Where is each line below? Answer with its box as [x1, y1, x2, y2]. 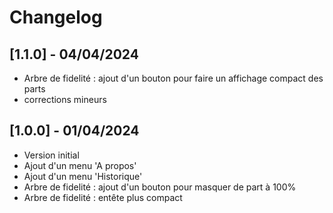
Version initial [23, 149, 80, 161]
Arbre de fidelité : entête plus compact [23, 191, 183, 203]
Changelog [9, 6, 103, 29]
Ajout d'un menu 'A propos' [23, 159, 137, 171]
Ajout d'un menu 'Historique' [23, 170, 143, 182]
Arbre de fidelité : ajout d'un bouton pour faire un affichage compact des [23, 72, 324, 84]
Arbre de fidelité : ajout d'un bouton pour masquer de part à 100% [23, 181, 297, 193]
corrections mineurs [23, 94, 107, 105]
